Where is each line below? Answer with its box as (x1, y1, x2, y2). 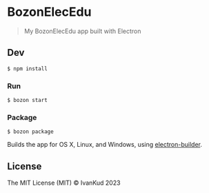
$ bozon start (7, 97, 48, 104)
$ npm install (7, 65, 48, 72)
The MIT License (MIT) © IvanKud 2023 (7, 179, 121, 187)
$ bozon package (7, 128, 54, 135)
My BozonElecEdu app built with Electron (23, 27, 141, 35)
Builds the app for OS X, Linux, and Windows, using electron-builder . (7, 141, 202, 149)
